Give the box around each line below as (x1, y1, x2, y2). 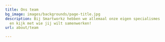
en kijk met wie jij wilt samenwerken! (9, 21, 92, 26)
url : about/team (5, 25, 39, 30)
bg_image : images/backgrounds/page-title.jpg (5, 12, 100, 17)
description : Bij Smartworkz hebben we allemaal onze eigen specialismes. (5, 16, 163, 21)
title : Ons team (5, 7, 39, 12)
